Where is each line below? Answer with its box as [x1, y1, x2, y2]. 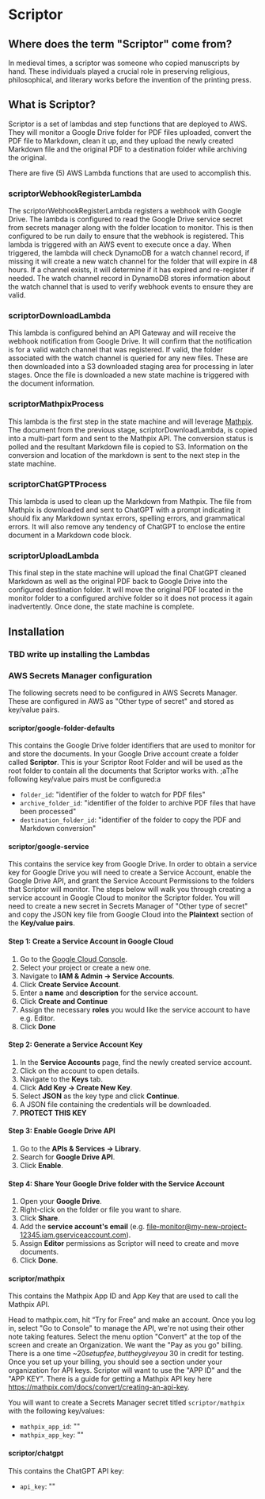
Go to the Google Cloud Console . [19, 954, 128, 963]
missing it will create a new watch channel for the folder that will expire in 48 [8, 256, 258, 267]
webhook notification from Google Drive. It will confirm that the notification [8, 336, 252, 346]
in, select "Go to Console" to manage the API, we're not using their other [8, 1324, 244, 1333]
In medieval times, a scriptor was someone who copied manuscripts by [8, 58, 240, 67]
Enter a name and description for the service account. [19, 988, 199, 997]
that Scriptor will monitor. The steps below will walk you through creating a [8, 885, 252, 894]
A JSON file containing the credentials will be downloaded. [19, 1099, 212, 1109]
